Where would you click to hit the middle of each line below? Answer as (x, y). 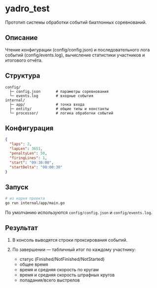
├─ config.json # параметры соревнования (59, 91)
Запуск (17, 187)
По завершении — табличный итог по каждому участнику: (74, 249)
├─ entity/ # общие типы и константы (59, 109)
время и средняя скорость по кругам (59, 269)
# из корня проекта (25, 199)
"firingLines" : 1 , (29, 158)
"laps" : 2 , (21, 144)
